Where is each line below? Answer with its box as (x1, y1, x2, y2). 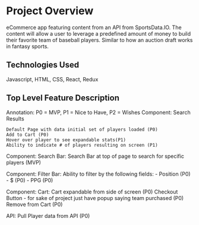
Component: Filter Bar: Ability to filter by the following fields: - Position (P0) (6, 170, 191, 178)
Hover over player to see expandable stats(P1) (6, 137, 127, 143)
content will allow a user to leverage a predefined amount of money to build (6, 30, 191, 37)
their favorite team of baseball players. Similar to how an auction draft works (6, 36, 193, 43)
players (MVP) (6, 159, 42, 166)
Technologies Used (6, 60, 79, 70)
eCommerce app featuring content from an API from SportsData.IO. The (6, 24, 182, 31)
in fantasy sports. (6, 43, 49, 50)
